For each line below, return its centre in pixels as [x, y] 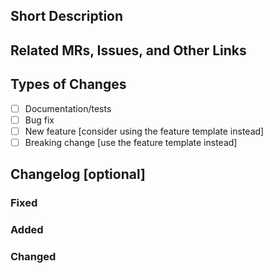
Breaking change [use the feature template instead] [131, 142]
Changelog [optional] [78, 174]
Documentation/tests [68, 108]
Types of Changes [68, 84]
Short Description [67, 16]
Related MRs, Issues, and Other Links [128, 50]
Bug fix [39, 120]
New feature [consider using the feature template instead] [144, 131]
